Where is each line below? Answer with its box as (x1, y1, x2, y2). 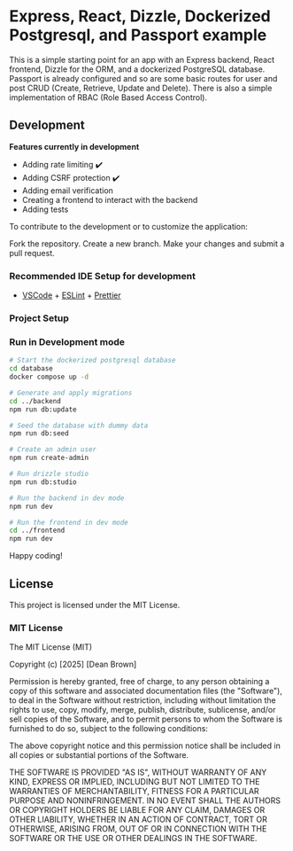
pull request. (9, 247, 55, 258)
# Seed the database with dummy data (9, 421, 149, 430)
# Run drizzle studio (9, 470, 89, 479)
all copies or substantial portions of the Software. (9, 750, 189, 761)
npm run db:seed (9, 429, 69, 438)
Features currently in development (9, 141, 140, 152)
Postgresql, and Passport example (9, 25, 267, 45)
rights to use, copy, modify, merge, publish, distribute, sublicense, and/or (9, 705, 276, 715)
